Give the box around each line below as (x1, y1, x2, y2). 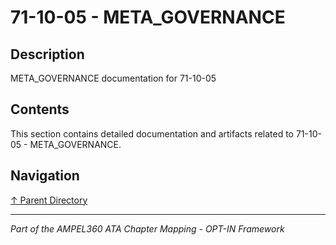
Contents (10, 101, 70, 118)
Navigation (10, 167, 80, 185)
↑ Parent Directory (10, 194, 88, 206)
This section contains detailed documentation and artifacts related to (10, 127, 295, 140)
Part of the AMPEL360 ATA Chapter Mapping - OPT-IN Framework (10, 222, 285, 235)
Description (10, 46, 85, 63)
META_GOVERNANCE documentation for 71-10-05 (10, 72, 217, 84)
